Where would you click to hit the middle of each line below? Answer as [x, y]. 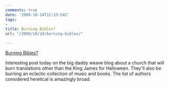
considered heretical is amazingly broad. [48, 79]
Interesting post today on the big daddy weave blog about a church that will [85, 63]
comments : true [21, 10]
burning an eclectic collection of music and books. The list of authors [78, 74]
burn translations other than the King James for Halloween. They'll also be [83, 68]
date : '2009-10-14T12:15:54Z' [38, 15]
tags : [11, 19]
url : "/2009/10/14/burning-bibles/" [44, 34]
